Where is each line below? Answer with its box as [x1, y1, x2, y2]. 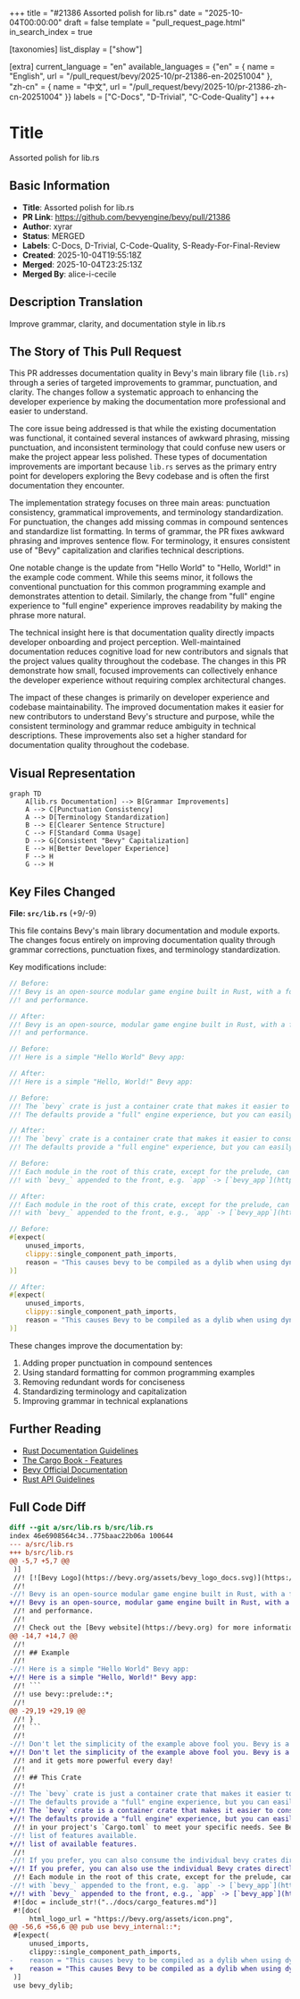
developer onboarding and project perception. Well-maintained [9, 637, 241, 648]
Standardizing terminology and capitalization [21, 1386, 187, 1397]
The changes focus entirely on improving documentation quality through [9, 935, 276, 945]
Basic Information [9, 178, 111, 193]
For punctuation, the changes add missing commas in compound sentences [9, 516, 288, 527]
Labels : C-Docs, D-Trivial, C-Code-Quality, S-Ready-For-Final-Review [21, 240, 281, 251]
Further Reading [9, 1422, 102, 1437]
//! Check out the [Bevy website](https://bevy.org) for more [12, 1623, 250, 1632]
